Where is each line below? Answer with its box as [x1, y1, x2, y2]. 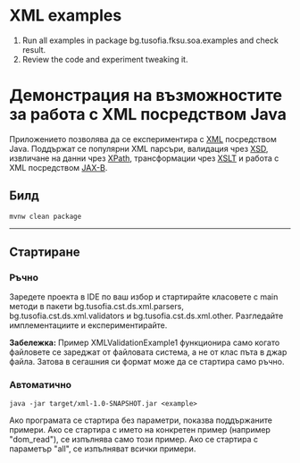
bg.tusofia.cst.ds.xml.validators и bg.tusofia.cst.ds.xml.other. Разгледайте [9, 310, 284, 322]
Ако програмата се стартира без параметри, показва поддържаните [9, 415, 272, 425]
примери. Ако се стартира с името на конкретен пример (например [9, 424, 271, 434]
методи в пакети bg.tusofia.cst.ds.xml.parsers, [9, 301, 185, 312]
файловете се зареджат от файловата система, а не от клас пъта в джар [9, 347, 287, 358]
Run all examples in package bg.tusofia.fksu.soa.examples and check [21, 35, 279, 46]
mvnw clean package [9, 212, 82, 221]
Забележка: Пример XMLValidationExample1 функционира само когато [9, 337, 280, 349]
